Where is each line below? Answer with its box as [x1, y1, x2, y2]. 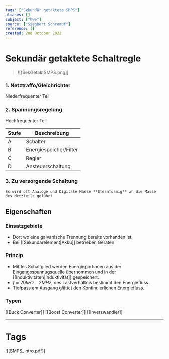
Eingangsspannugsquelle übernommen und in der [12, 269, 116, 275]
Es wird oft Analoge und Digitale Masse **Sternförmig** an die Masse [5, 189, 156, 194]
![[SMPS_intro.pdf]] [5, 348, 45, 354]
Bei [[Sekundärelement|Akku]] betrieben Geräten [12, 239, 115, 245]
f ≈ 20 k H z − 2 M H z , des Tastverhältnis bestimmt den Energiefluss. [12, 279, 150, 285]
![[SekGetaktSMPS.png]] [17, 69, 69, 75]
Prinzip [5, 252, 24, 259]
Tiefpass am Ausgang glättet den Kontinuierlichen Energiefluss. [12, 285, 145, 291]
